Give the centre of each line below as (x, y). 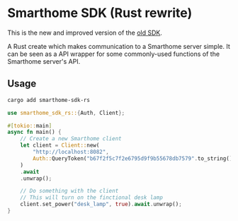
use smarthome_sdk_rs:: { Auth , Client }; (66, 113)
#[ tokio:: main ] (30, 125)
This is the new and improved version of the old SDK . (85, 33)
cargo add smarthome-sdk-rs (49, 100)
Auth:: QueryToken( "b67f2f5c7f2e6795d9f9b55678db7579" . (115, 158)
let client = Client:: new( (60, 146)
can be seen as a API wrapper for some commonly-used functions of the (114, 54)
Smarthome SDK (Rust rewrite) (100, 13)
